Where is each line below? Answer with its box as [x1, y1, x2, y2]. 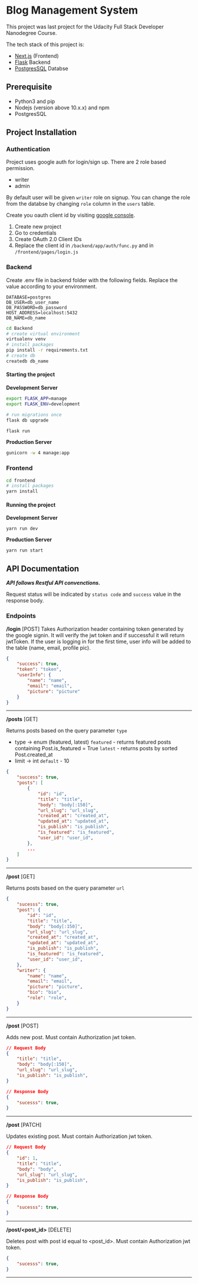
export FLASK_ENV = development [6, 401, 81, 407]
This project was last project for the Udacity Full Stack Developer [6, 23, 164, 30]
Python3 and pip [14, 98, 55, 105]
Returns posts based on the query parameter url [6, 884, 125, 891]
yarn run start [6, 547, 44, 553]
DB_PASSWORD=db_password [6, 304, 67, 310]
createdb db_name [6, 358, 49, 364]
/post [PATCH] [6, 1121, 42, 1129]
